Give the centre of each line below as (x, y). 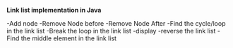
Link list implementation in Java (54, 10)
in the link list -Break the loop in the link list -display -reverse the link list (111, 31)
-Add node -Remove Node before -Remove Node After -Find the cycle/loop (116, 23)
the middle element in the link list (69, 38)
